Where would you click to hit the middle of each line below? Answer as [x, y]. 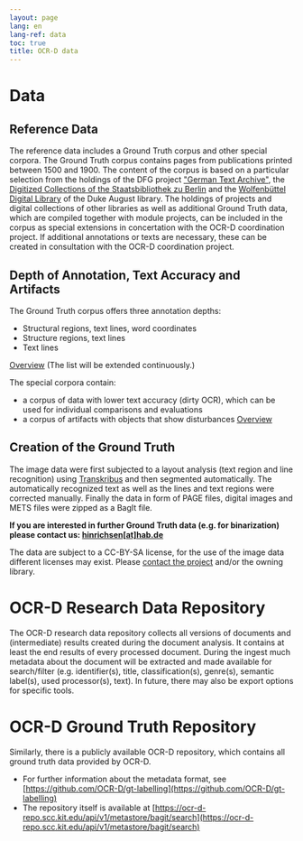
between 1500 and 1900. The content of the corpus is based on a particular [149, 170]
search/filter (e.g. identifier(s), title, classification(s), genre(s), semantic [142, 671]
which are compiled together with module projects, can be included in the [146, 218]
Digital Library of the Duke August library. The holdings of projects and [141, 199]
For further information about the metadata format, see [124, 779]
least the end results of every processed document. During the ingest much [150, 652]
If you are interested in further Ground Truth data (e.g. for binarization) [144, 525]
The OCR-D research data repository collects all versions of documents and [150, 633]
